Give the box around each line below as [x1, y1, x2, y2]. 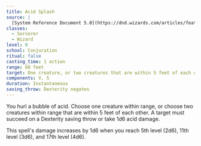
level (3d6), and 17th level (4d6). [6, 133, 86, 140]
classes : [6, 25, 28, 32]
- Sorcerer [11, 31, 39, 37]
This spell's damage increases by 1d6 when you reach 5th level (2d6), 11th [6, 126, 190, 134]
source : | [6, 14, 31, 20]
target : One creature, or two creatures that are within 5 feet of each [6, 70, 191, 76]
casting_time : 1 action [6, 58, 66, 64]
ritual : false [6, 53, 42, 59]
